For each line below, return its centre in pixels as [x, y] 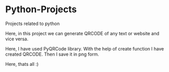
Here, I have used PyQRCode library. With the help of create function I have [85, 49]
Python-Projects [41, 9]
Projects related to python [32, 23]
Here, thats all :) [22, 64]
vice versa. [17, 39]
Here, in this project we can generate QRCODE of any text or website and [82, 33]
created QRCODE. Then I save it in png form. [52, 54]
